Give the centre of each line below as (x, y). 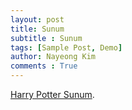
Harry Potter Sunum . (52, 94)
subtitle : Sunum (46, 38)
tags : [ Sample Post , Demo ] (66, 47)
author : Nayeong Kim (53, 57)
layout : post (37, 19)
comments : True (44, 66)
